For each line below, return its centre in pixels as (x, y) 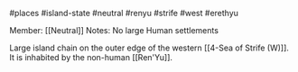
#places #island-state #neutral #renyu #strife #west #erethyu (124, 13)
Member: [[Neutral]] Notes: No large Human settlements (114, 30)
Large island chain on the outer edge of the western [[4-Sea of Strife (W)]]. (149, 48)
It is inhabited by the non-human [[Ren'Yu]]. (91, 57)
